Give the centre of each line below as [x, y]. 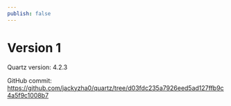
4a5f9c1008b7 [28, 95]
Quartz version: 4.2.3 [37, 67]
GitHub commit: [29, 80]
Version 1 [34, 47]
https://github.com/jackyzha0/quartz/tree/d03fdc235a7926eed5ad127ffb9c [115, 88]
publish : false [29, 14]
